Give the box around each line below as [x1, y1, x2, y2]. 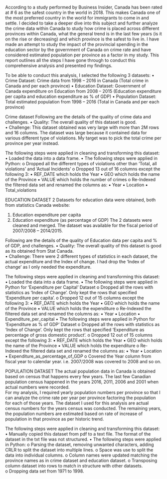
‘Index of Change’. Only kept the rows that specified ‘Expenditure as [5, 327, 145, 333]
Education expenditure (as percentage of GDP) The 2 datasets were [12, 217, 152, 223]
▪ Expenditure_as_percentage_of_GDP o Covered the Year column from [5, 353, 152, 359]
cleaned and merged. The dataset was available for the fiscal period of [12, 222, 158, 228]
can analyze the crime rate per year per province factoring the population [5, 395, 156, 401]
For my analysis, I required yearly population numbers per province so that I [5, 390, 161, 395]
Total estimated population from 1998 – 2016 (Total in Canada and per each [5, 99, 160, 104]
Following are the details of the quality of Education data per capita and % [5, 237, 158, 243]
